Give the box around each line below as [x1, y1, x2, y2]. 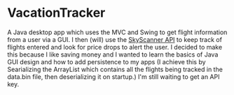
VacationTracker [7, 5, 106, 21]
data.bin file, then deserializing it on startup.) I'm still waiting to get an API [7, 72, 220, 81]
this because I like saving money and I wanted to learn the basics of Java [7, 50, 219, 59]
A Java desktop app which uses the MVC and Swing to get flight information [7, 28, 228, 36]
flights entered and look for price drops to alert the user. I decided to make [7, 43, 223, 51]
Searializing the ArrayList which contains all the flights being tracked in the [7, 65, 223, 73]
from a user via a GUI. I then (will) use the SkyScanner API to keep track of [7, 35, 223, 43]
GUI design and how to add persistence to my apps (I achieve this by [7, 57, 206, 66]
